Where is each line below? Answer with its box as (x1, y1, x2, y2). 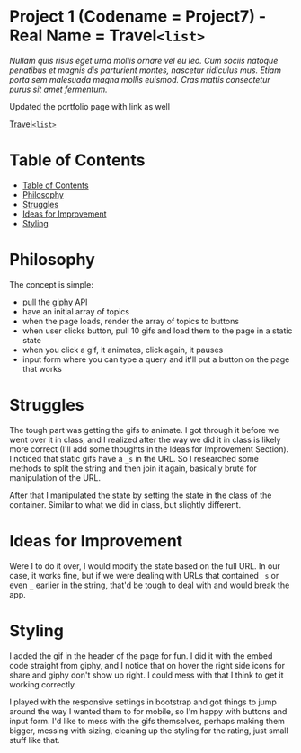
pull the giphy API (22, 297, 88, 307)
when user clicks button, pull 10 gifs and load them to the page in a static (22, 325, 293, 336)
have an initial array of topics (22, 306, 130, 316)
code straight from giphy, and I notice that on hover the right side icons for (9, 660, 286, 670)
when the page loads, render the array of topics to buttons (22, 315, 240, 326)
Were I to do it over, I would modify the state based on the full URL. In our (9, 560, 280, 571)
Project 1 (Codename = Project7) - (9, 6, 267, 27)
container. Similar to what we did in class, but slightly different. (9, 499, 241, 509)
